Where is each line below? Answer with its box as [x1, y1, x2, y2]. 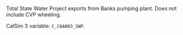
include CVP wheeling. [6, 11, 61, 18]
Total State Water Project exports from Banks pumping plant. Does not [6, 5, 177, 12]
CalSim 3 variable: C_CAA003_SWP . [6, 23, 86, 29]
